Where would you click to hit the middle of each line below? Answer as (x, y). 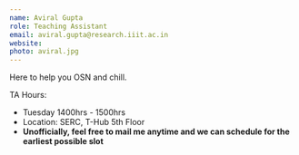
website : (26, 43)
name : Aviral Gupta (46, 18)
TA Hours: (28, 95)
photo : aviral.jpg (44, 52)
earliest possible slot (63, 141)
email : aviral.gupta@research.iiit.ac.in (89, 34)
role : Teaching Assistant (58, 26)
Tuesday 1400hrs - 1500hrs (74, 112)
